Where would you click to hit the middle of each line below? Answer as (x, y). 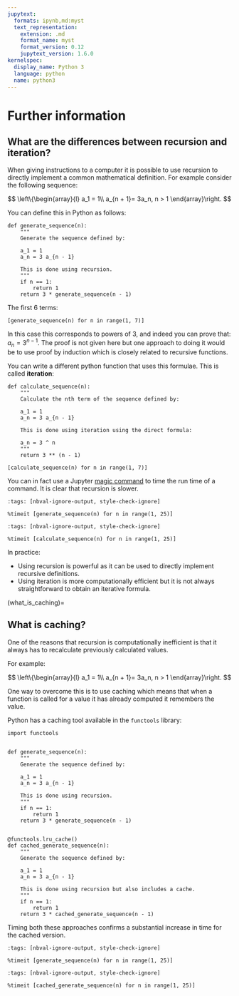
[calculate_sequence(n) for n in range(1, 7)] (78, 468)
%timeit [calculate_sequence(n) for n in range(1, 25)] (92, 539)
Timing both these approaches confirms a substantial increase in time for (115, 927)
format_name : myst (47, 41)
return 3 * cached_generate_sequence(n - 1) (87, 914)
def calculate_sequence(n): (49, 386)
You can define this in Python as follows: (67, 213)
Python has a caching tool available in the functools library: (95, 720)
